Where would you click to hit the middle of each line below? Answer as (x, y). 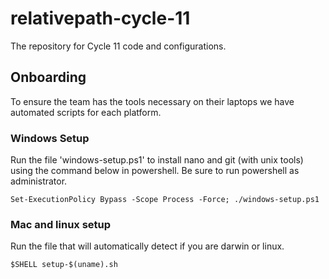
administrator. (39, 181)
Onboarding (48, 77)
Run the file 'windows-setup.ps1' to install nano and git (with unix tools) (157, 160)
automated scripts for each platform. (86, 112)
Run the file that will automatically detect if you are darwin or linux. (147, 246)
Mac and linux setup (61, 224)
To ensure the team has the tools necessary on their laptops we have (152, 101)
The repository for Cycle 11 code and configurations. (118, 46)
